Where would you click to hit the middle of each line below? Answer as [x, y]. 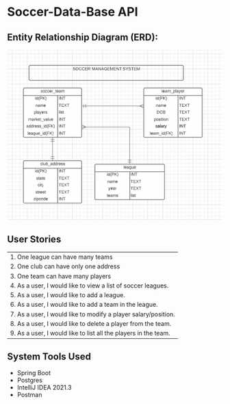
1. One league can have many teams [61, 257]
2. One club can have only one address [65, 266]
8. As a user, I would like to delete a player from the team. [91, 323]
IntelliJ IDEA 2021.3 [44, 388]
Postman [29, 395]
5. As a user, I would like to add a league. [67, 295]
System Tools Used [49, 357]
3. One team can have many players [61, 276]
